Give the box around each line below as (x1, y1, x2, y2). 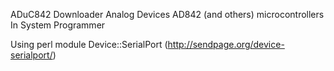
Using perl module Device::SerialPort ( (10, 39, 168, 50)
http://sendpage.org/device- (167, 39, 285, 50)
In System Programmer (10, 19, 106, 31)
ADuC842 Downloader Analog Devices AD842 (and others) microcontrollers (10, 9, 325, 20)
